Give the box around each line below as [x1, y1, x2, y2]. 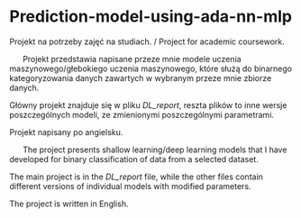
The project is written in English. [9, 198, 129, 209]
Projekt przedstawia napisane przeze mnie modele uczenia [22, 53, 242, 64]
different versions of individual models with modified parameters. [9, 180, 251, 191]
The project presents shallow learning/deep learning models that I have [22, 144, 287, 155]
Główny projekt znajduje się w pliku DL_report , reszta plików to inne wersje [9, 99, 287, 110]
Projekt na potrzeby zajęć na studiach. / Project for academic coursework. [9, 36, 286, 47]
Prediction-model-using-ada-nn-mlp [9, 6, 293, 27]
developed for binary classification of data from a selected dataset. [9, 153, 259, 164]
